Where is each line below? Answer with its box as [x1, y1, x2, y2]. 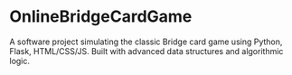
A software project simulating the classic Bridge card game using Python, [9, 36, 283, 47]
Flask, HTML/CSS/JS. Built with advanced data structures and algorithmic [9, 45, 284, 56]
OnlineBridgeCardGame [9, 6, 193, 27]
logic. [9, 55, 30, 66]
